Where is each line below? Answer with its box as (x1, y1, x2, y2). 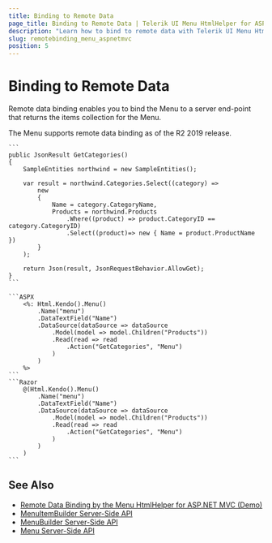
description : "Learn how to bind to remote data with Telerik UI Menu (8, 27, 252, 35)
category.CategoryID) (8, 222, 82, 231)
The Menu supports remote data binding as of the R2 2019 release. (8, 128, 232, 138)
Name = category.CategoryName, (51, 200, 158, 209)
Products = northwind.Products (51, 208, 158, 216)
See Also (8, 478, 54, 492)
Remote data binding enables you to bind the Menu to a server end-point (8, 104, 252, 114)
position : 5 (8, 42, 49, 50)
